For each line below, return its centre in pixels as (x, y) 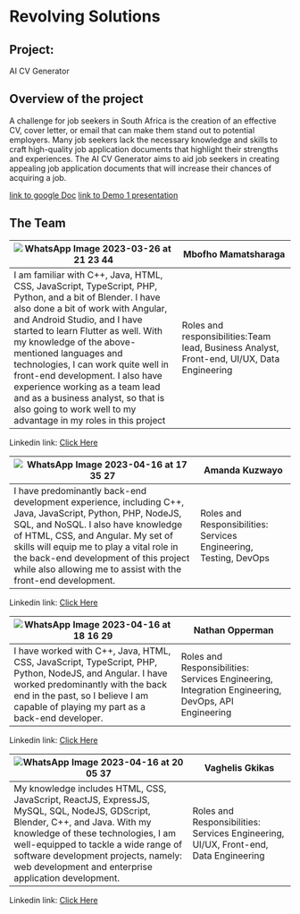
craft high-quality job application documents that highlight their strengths (144, 149)
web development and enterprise (83, 867)
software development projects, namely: (98, 855)
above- (120, 342)
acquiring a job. (38, 177)
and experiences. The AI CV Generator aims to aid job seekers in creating (144, 158)
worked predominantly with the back (91, 684)
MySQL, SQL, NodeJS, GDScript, (82, 810)
